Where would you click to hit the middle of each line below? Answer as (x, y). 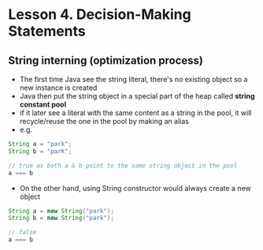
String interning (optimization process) (106, 60)
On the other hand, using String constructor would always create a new (135, 188)
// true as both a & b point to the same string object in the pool (123, 166)
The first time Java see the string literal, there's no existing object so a (133, 79)
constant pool (43, 104)
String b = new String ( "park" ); (61, 218)
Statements (47, 31)
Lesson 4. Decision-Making (100, 15)
